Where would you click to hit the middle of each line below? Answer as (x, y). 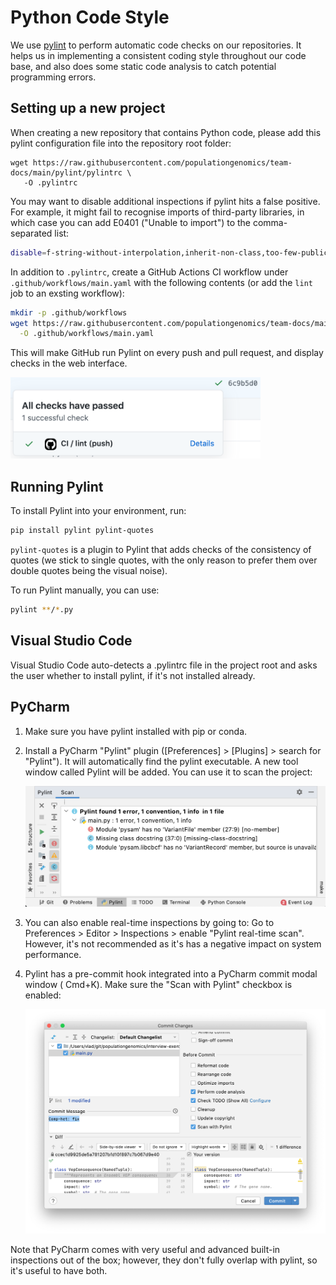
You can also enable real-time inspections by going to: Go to (149, 923)
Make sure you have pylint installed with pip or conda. (136, 731)
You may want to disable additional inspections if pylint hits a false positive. (165, 201)
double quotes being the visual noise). (89, 571)
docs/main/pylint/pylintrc (66, 172)
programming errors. (53, 77)
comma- (270, 222)
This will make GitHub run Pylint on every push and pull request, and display (167, 353)
